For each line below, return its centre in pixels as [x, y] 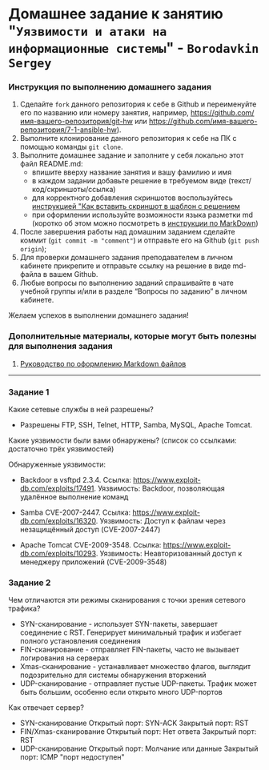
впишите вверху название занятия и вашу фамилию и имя [132, 172]
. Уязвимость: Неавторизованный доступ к [169, 554]
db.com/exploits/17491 [57, 488]
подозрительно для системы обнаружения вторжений [113, 675]
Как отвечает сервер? [46, 708]
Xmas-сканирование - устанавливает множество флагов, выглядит [135, 667]
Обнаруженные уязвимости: [57, 464]
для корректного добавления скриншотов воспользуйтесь [132, 198]
